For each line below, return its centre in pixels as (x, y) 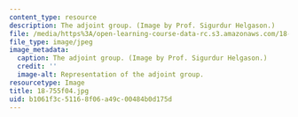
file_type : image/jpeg (51, 42)
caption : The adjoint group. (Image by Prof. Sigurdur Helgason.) (142, 58)
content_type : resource (53, 17)
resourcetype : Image (47, 83)
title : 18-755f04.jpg (49, 91)
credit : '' (37, 67)
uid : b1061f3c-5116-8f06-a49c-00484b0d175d (91, 99)
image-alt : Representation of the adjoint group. (110, 75)
